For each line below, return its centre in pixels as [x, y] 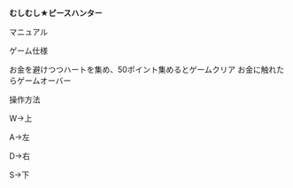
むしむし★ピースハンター [56, 13]
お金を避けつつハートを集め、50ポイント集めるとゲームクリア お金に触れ [143, 70]
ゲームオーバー [44, 81]
